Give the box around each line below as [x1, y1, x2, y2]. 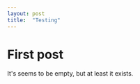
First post [7, 47, 64, 62]
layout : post [7, 10, 45, 17]
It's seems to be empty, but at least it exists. [7, 69, 134, 78]
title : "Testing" [7, 17, 61, 24]
